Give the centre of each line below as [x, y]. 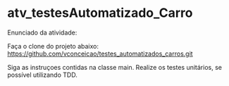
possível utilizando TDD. [42, 75]
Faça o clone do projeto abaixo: [53, 46]
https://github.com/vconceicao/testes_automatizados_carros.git [100, 54]
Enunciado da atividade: [42, 32]
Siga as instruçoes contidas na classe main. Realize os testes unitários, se [114, 67]
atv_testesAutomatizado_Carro [100, 13]
